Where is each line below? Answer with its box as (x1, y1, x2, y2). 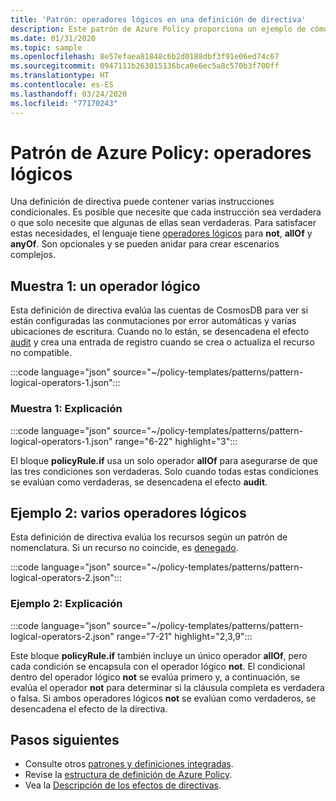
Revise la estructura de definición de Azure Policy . (24, 769, 233, 781)
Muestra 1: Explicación (10, 402, 123, 416)
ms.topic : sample (10, 42, 83, 53)
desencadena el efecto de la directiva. (10, 702, 168, 715)
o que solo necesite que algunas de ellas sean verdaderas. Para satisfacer (10, 217, 317, 229)
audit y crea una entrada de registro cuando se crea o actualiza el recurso (10, 336, 315, 348)
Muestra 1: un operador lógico (10, 277, 201, 295)
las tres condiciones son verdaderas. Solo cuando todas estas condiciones (10, 465, 319, 477)
